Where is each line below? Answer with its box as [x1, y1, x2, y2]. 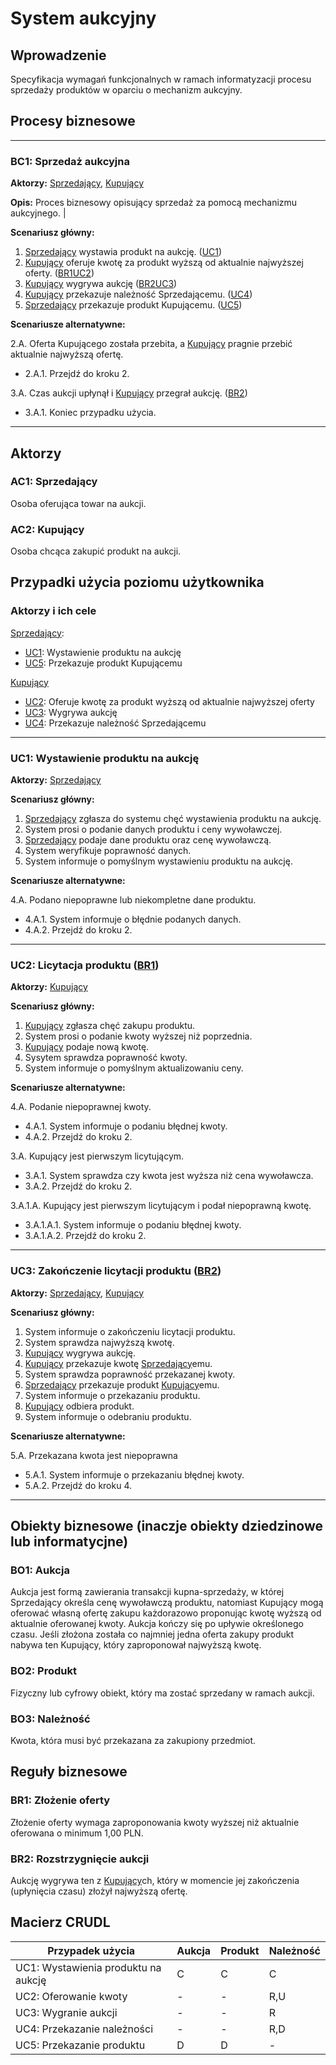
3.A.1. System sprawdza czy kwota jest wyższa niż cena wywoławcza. [24, 1170, 314, 1182]
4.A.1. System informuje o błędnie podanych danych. [24, 913, 242, 926]
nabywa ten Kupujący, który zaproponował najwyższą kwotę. [10, 1639, 262, 1651]
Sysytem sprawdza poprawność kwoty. [24, 1052, 188, 1064]
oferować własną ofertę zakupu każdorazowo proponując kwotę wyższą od [10, 1607, 322, 1619]
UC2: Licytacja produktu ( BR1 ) [10, 958, 160, 972]
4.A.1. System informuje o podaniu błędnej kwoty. [24, 1120, 228, 1132]
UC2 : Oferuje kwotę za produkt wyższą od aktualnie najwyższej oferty [24, 695, 315, 707]
